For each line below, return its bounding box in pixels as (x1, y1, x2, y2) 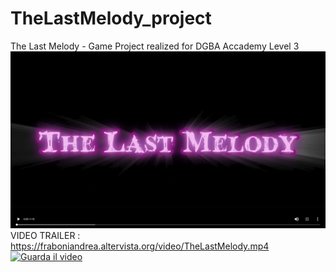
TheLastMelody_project (10, 7, 212, 30)
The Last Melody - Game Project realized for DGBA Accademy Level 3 (10, 40, 300, 52)
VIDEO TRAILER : (10, 230, 81, 242)
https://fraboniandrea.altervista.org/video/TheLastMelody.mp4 (10, 240, 270, 252)
